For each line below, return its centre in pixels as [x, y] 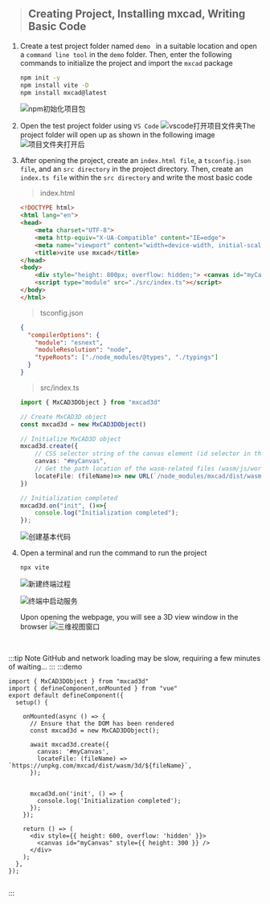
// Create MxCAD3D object [63, 417]
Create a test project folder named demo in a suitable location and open [138, 46]
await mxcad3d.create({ [70, 745]
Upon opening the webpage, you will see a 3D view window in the [129, 617]
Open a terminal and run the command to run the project [113, 553]
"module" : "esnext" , [69, 342]
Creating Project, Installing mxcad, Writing [137, 14]
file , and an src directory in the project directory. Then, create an [131, 169]
